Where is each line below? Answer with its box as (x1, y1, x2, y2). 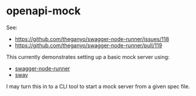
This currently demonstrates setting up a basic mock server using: (6, 53, 170, 60)
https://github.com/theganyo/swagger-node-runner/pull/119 (14, 42, 163, 49)
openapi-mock (6, 4, 81, 18)
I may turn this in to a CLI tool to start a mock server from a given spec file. (6, 82, 190, 90)
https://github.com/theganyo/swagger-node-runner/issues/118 (14, 35, 169, 42)
